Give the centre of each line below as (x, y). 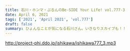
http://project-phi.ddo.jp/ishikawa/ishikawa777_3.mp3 (61, 43)
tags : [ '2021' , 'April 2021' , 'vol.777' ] (49, 19)
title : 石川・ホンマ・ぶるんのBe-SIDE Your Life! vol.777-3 (65, 10)
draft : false (19, 24)
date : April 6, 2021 (27, 15)
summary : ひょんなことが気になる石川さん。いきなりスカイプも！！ (66, 29)
